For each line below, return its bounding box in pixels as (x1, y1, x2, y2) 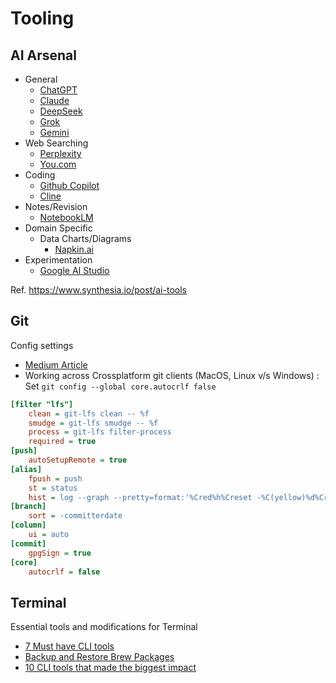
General (24, 73, 58, 85)
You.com (39, 158, 77, 170)
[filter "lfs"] (10, 399, 74, 409)
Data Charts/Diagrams (39, 233, 132, 244)
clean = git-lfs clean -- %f (28, 408, 150, 419)
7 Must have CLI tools (24, 640, 115, 652)
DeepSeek (39, 105, 83, 117)
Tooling (10, 7, 75, 30)
